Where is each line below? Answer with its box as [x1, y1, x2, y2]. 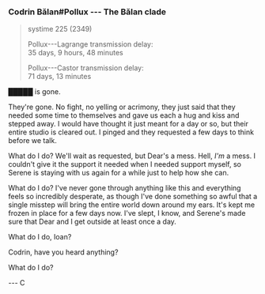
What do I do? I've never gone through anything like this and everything [8, 183, 241, 193]
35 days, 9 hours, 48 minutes [27, 48, 124, 58]
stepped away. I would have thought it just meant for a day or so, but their [8, 119, 249, 129]
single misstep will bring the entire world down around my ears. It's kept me [8, 200, 256, 209]
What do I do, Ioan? [8, 232, 72, 242]
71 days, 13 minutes [27, 72, 92, 81]
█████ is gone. [8, 87, 61, 96]
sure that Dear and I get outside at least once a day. [8, 217, 176, 227]
